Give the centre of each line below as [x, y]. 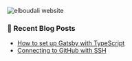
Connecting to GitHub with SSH [62, 51]
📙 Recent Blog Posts [41, 28]
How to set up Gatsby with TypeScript [71, 43]
